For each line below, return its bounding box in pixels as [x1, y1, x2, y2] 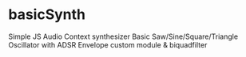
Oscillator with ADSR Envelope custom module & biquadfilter [8, 40, 208, 49]
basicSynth [8, 6, 86, 24]
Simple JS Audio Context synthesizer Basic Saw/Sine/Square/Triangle [8, 32, 238, 41]
